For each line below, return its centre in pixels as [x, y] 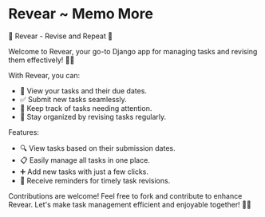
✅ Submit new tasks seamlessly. [73, 99]
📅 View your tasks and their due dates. [83, 91]
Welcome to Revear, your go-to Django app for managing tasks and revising [133, 51]
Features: [24, 132]
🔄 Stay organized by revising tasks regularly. [93, 116]
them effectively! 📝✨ [42, 60]
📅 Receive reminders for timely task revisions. [95, 180]
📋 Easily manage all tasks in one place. [85, 160]
